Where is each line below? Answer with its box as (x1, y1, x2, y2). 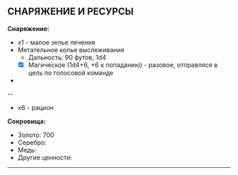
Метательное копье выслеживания (17, 45, 125, 54)
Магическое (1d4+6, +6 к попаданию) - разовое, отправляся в (28, 60, 218, 69)
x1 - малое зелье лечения (17, 38, 96, 47)
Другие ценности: (17, 153, 73, 162)
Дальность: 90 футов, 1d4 (28, 53, 106, 61)
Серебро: (17, 138, 47, 147)
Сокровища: (7, 116, 46, 126)
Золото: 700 (17, 131, 55, 139)
